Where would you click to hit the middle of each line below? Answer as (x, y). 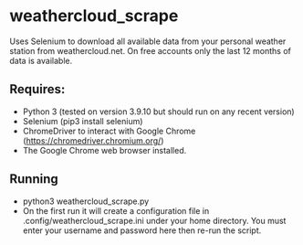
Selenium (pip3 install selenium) (83, 121)
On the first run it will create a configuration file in (116, 210)
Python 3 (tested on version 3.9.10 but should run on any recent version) (158, 112)
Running (34, 179)
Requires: (37, 89)
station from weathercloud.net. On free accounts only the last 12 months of (151, 50)
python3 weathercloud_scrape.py (86, 201)
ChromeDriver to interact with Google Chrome (109, 131)
